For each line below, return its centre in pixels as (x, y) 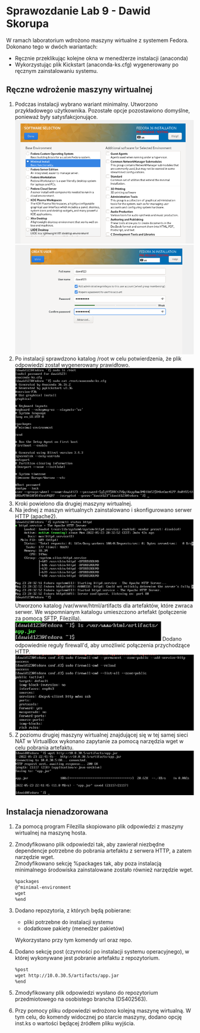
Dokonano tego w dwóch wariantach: (52, 47)
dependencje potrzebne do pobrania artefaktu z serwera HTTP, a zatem (103, 851)
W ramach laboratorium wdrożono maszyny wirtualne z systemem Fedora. (97, 40)
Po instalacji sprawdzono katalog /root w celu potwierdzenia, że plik (98, 359)
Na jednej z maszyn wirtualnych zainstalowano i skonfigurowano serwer (103, 510)
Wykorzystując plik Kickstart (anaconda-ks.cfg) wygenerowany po (96, 65)
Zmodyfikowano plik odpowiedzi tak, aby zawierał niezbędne (90, 844)
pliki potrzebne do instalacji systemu (68, 922)
